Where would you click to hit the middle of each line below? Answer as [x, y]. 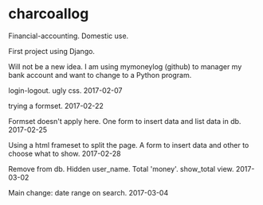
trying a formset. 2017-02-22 [56, 106]
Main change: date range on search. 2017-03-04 [88, 192]
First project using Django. [52, 51]
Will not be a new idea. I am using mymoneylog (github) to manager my [125, 66]
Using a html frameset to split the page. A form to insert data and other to [129, 145]
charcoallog [49, 14]
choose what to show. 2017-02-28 [65, 153]
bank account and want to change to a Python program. [100, 75]
